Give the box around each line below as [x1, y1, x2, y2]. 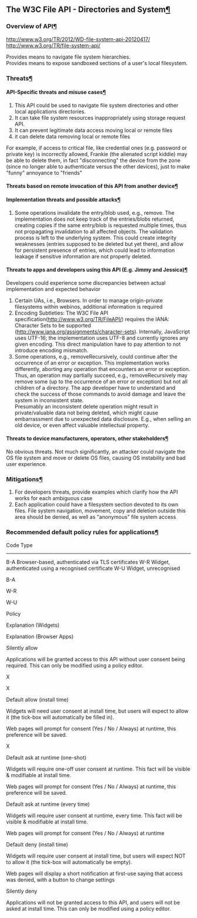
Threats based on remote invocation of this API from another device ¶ [6, 183, 178, 190]
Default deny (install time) [6, 841, 69, 848]
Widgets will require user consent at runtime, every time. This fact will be [6, 812, 183, 819]
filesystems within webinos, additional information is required [14, 303, 163, 310]
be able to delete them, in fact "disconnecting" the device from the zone [6, 157, 181, 164]
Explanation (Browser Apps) [6, 633, 74, 640]
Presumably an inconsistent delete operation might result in [14, 403, 158, 410]
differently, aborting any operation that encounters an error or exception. [14, 365, 191, 372]
